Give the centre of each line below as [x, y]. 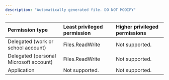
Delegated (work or [31, 41]
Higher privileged [137, 26]
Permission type [28, 29]
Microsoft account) [30, 62]
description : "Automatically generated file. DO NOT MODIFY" [71, 10]
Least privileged [83, 26]
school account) [27, 47]
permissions [131, 33]
